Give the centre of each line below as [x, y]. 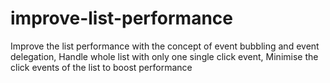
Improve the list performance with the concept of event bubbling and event [165, 46]
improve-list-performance [121, 18]
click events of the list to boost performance [101, 67]
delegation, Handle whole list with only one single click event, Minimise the [164, 56]
